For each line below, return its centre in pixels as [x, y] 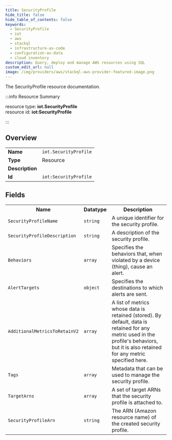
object [92, 287]
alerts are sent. [130, 294]
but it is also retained [137, 347]
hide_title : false [25, 15]
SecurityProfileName [33, 221]
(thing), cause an [132, 266]
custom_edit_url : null [29, 67]
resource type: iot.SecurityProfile [41, 106]
